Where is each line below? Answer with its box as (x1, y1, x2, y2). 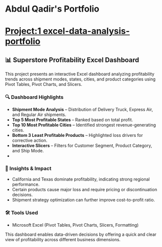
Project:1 (5, 26, 41, 37)
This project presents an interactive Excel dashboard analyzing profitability (5, 71, 155, 77)
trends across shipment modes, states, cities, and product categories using (5, 76, 156, 82)
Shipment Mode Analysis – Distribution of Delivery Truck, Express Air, (12, 107, 153, 113)
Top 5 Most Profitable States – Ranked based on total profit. (12, 117, 133, 123)
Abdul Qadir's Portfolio (5, 3, 99, 15)
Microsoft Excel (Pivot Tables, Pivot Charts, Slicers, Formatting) (12, 222, 139, 228)
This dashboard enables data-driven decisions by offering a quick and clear (5, 231, 157, 237)
